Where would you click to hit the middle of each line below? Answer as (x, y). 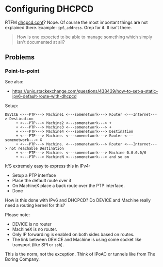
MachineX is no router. (34, 229)
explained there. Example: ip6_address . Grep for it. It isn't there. (68, 27)
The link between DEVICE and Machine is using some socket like (77, 239)
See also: (14, 81)
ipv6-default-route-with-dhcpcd (44, 96)
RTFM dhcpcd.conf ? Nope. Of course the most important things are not (76, 22)
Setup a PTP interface (34, 175)
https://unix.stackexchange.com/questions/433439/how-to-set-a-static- (85, 91)
